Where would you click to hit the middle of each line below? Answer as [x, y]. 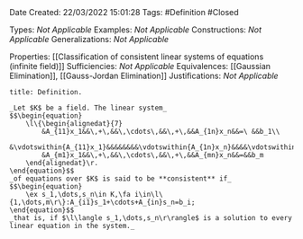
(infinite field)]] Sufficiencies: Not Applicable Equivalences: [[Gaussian [140, 66]
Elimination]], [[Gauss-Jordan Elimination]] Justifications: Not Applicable [144, 75]
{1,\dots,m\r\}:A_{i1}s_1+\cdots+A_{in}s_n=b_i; [102, 202]
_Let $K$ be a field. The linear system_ [88, 108]
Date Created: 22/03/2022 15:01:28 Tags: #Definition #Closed [124, 12]
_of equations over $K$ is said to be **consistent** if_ [120, 179]
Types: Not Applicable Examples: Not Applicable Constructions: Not [136, 30]
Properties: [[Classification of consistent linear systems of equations [137, 57]
